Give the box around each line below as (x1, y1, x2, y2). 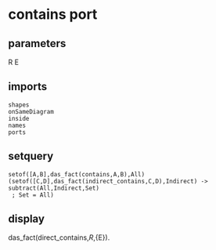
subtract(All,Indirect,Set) (8, 184, 100, 192)
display (8, 212, 45, 226)
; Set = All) (11, 190, 55, 199)
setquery (8, 150, 54, 163)
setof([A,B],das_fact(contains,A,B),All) (8, 170, 146, 178)
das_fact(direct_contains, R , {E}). (8, 233, 110, 242)
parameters (8, 37, 67, 50)
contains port (8, 5, 98, 24)
